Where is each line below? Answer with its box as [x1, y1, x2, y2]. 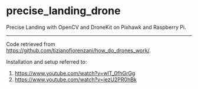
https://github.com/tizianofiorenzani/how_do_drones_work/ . [6, 47, 151, 54]
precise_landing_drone [6, 4, 121, 18]
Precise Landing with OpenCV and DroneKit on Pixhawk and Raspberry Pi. [6, 24, 187, 31]
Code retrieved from [6, 40, 55, 48]
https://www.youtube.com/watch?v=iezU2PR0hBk [14, 75, 137, 83]
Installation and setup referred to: [6, 58, 87, 65]
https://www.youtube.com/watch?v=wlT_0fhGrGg [14, 70, 136, 77]
